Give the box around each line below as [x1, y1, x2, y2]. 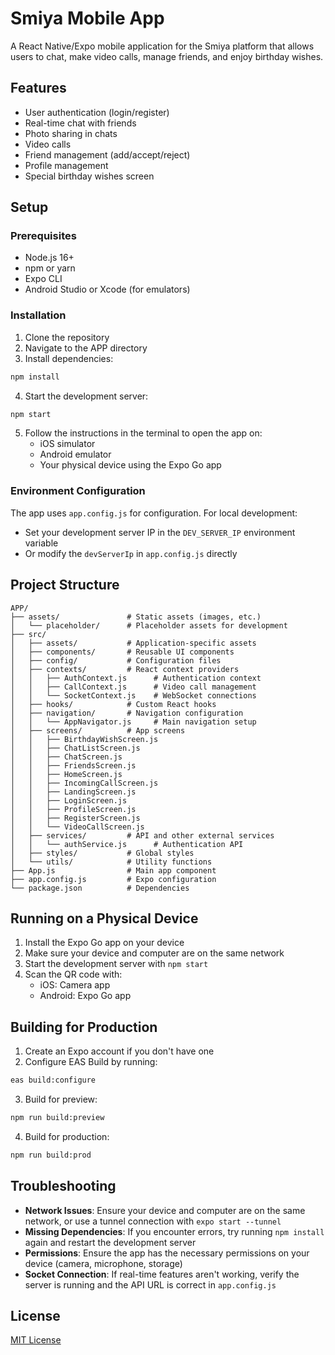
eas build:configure [10, 1075, 97, 1086]
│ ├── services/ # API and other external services [10, 830, 275, 841]
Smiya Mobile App [10, 7, 165, 30]
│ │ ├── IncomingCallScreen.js [10, 778, 159, 788]
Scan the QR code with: [24, 968, 123, 981]
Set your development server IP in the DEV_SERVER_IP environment [24, 526, 296, 538]
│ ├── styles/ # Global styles [10, 848, 195, 858]
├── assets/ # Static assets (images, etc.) [10, 612, 262, 622]
